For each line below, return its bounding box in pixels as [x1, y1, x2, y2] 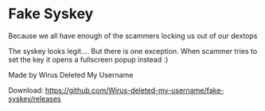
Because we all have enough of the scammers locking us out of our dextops [8, 31, 258, 40]
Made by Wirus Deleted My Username [8, 70, 134, 79]
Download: [8, 85, 44, 95]
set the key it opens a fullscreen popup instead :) [8, 55, 169, 64]
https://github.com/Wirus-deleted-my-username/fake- [45, 85, 224, 95]
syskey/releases [8, 94, 61, 103]
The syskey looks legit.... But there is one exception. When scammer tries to [8, 46, 258, 55]
